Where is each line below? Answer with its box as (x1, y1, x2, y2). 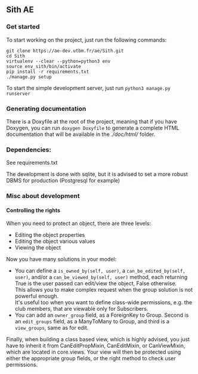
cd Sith (6, 53, 26, 59)
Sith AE (6, 5, 34, 15)
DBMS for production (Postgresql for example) (6, 177, 120, 184)
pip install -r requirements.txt (6, 69, 89, 75)
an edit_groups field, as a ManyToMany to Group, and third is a (14, 318, 170, 325)
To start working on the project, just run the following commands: (6, 36, 167, 44)
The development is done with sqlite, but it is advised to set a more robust (6, 171, 188, 178)
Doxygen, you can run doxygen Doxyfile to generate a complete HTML (6, 124, 180, 131)
